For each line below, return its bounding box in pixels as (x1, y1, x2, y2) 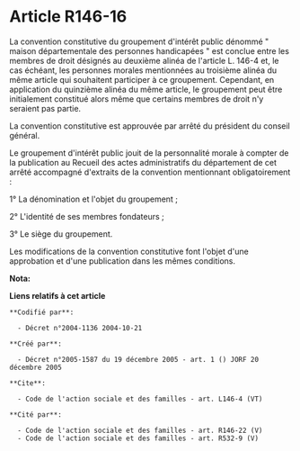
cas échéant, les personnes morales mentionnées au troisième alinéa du (9, 65, 278, 76)
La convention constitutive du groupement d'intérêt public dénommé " (9, 36, 269, 47)
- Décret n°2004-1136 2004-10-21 (17, 323, 143, 332)
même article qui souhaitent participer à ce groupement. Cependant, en (9, 74, 275, 85)
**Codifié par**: (9, 308, 75, 317)
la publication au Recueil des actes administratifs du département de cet (9, 157, 277, 167)
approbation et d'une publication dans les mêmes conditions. (9, 255, 236, 266)
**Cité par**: (9, 410, 63, 419)
